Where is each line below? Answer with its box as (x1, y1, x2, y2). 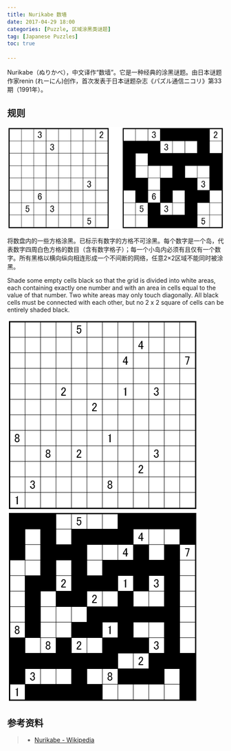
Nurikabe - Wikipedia (34, 736, 95, 744)
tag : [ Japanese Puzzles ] (7, 33, 78, 40)
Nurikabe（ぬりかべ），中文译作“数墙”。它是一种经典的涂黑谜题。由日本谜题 (7, 68, 222, 76)
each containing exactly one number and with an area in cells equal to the (7, 283, 217, 292)
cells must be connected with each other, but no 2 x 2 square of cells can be (7, 299, 224, 307)
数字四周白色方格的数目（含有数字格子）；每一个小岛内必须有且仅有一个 (12, 246, 215, 254)
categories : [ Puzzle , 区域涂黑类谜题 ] (7, 26, 111, 32)
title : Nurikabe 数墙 (7, 11, 67, 18)
